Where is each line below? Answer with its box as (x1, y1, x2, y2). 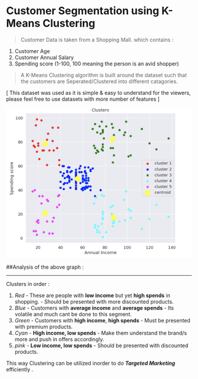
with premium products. (14, 323, 73, 330)
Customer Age (14, 47, 50, 54)
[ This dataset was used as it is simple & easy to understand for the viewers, (6, 89, 191, 96)
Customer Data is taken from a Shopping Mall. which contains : (20, 36, 174, 43)
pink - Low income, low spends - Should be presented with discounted (14, 342, 189, 349)
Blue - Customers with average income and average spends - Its (14, 304, 174, 311)
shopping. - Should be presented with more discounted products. (14, 298, 174, 305)
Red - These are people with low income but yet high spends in (14, 292, 171, 299)
